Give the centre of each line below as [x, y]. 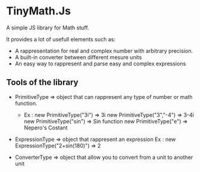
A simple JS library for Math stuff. [48, 28]
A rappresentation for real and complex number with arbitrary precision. [104, 51]
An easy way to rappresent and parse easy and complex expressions [100, 64]
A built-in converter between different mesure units [78, 57]
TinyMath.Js [38, 11]
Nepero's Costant [46, 128]
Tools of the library [42, 82]
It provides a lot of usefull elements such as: [61, 39]
